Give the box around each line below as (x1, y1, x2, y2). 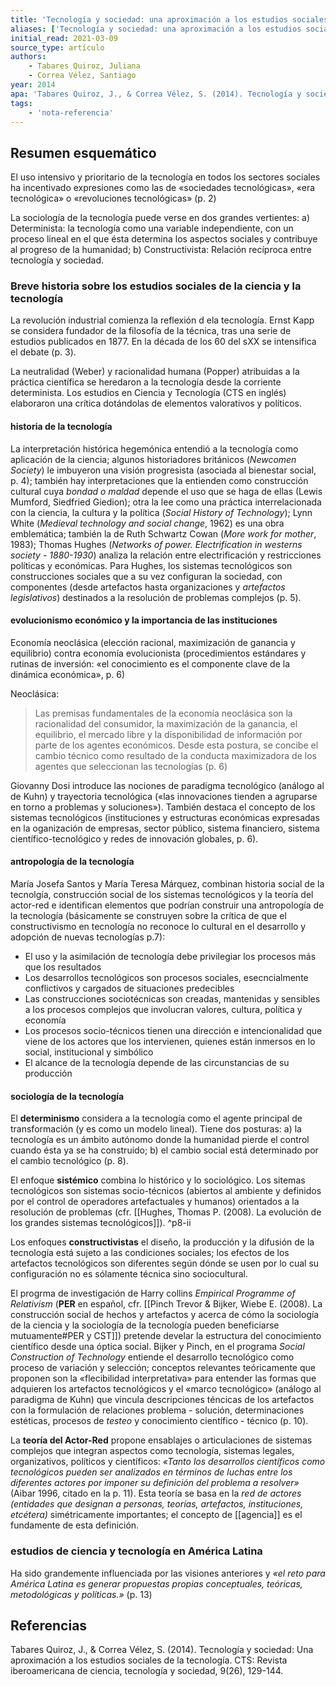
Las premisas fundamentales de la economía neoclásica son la (34, 707, 293, 719)
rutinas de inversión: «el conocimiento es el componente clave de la (10, 657, 291, 670)
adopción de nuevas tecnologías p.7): (10, 931, 166, 943)
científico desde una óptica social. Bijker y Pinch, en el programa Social (10, 1341, 305, 1353)
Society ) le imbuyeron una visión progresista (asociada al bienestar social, (10, 464, 317, 476)
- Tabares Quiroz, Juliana (28, 61, 141, 71)
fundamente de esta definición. (10, 1519, 140, 1531)
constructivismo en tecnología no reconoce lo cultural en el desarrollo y (10, 921, 307, 933)
